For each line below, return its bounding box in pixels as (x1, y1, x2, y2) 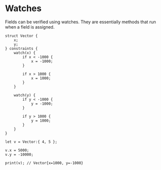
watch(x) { (14, 50, 36, 55)
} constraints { (5, 46, 38, 51)
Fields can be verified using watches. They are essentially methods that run (5, 19, 156, 25)
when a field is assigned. (5, 24, 55, 30)
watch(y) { (14, 93, 36, 97)
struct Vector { (5, 33, 38, 38)
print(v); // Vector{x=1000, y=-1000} (5, 160, 83, 165)
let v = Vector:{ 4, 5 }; (5, 139, 57, 144)
